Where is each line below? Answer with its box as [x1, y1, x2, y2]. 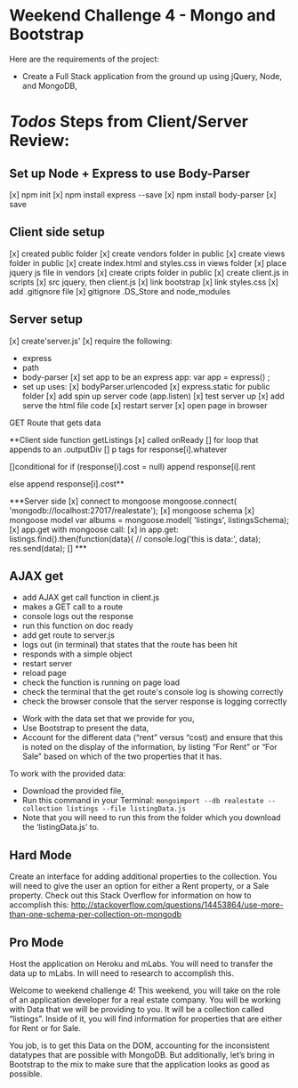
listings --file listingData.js [66, 804, 187, 814]
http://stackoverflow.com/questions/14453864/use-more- [70, 899, 284, 910]
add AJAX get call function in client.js [21, 592, 160, 603]
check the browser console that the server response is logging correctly [21, 696, 287, 707]
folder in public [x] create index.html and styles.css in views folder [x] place [9, 257, 287, 268]
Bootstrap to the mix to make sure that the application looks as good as [9, 1060, 270, 1069]
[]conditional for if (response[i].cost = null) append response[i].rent [9, 461, 256, 471]
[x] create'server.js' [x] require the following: [9, 335, 173, 346]
